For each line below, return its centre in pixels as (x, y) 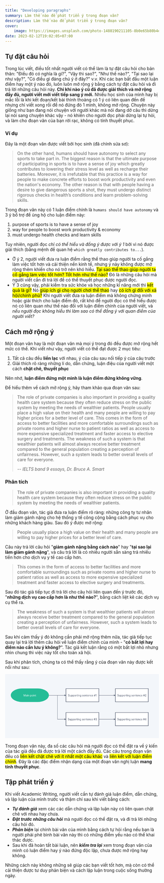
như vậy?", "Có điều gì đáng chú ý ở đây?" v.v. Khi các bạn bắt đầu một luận (82, 79)
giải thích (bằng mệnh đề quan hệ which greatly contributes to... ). (75, 249)
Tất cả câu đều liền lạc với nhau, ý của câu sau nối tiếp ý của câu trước (83, 358)
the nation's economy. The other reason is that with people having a (85, 185)
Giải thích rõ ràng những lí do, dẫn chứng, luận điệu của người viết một (83, 363)
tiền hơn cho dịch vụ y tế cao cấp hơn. (44, 557)
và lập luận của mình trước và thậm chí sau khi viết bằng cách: (68, 799)
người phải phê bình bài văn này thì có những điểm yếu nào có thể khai (83, 834)
